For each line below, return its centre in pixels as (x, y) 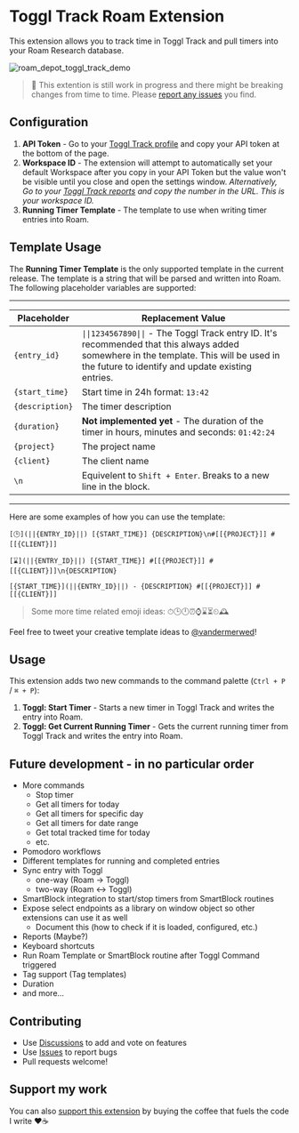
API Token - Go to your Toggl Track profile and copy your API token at (151, 143)
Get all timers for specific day (89, 814)
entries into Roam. (56, 219)
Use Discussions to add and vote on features (104, 1043)
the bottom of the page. (65, 153)
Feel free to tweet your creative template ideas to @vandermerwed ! (133, 631)
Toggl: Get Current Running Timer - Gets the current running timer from (155, 727)
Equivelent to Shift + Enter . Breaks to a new (175, 475)
